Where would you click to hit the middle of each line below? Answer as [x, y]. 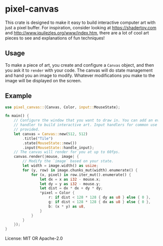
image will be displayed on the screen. [43, 80]
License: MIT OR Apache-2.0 [34, 238]
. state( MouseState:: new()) [50, 143]
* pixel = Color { [57, 193]
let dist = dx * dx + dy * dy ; [71, 189]
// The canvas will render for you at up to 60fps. [67, 152]
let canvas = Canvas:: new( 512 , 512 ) [51, 134]
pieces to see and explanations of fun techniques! [55, 38]
